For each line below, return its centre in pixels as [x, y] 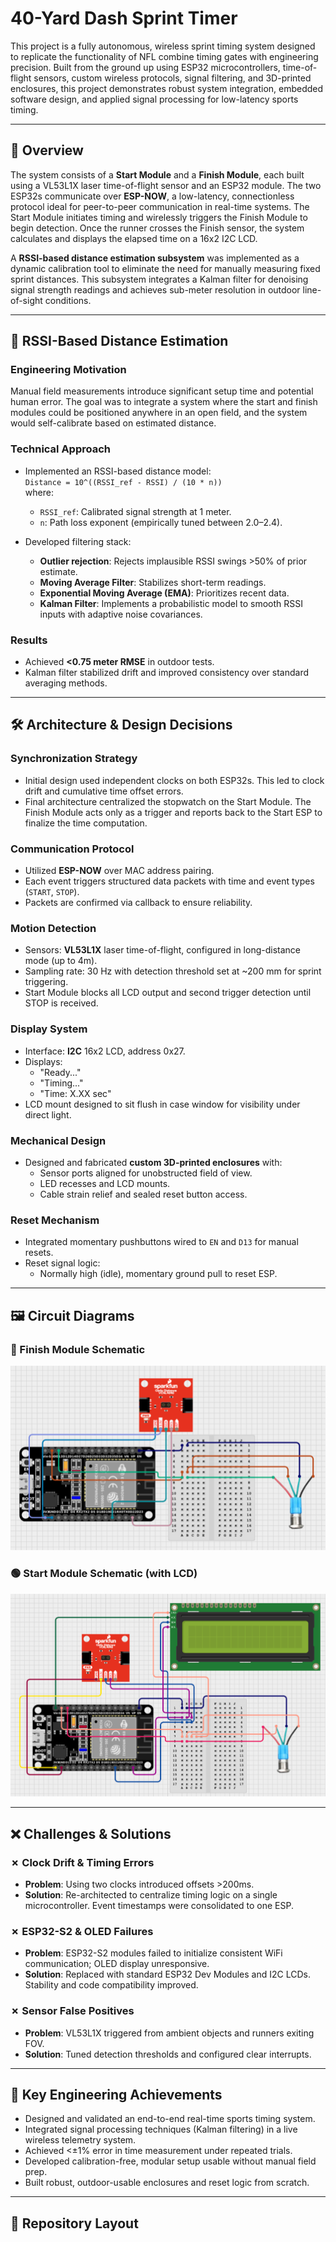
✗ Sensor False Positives [72, 2011]
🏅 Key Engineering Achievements [116, 2095]
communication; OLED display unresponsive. [117, 1964]
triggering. [46, 982]
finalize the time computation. [86, 823]
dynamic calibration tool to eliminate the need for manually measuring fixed [165, 268]
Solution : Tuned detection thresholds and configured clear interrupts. [168, 2054]
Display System [49, 1029]
